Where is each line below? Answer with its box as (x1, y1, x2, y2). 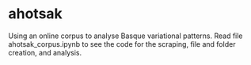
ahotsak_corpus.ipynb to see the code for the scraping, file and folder (8, 39, 236, 48)
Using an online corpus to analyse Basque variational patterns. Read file (8, 31, 243, 40)
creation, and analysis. (8, 48, 82, 57)
